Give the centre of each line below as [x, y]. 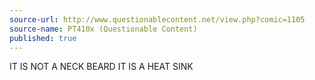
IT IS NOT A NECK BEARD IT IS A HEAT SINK [101, 67]
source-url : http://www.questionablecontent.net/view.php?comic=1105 [157, 19]
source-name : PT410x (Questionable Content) [103, 29]
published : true [43, 38]
